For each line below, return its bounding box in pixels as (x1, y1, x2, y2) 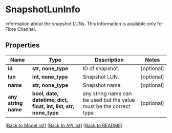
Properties (5, 41, 40, 50)
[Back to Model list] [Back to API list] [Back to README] (5, 122, 123, 128)
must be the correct (82, 103, 131, 110)
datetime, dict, (32, 96, 68, 103)
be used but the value (82, 96, 135, 103)
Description (94, 56, 124, 63)
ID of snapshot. (82, 65, 119, 72)
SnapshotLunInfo (5, 4, 80, 15)
